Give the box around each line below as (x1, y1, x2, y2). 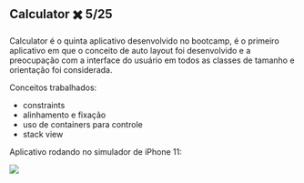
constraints (22, 99, 66, 110)
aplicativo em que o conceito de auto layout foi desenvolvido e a (9, 45, 251, 56)
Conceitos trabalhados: (9, 82, 97, 93)
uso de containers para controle (22, 118, 143, 129)
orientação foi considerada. (9, 64, 113, 75)
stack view (22, 128, 64, 139)
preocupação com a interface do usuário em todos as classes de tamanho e (9, 55, 295, 66)
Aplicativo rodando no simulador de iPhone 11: (9, 146, 182, 157)
